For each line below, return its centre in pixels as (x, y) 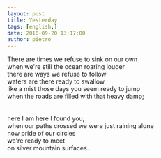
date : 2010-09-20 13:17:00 (46, 33)
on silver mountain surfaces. (48, 148)
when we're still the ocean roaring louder (66, 67)
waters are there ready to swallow (56, 81)
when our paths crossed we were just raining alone (81, 126)
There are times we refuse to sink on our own (72, 59)
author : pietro (29, 40)
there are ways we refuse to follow (57, 74)
